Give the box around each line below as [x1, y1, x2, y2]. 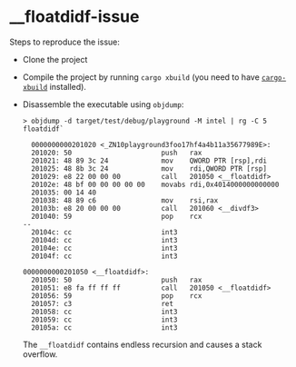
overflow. [22, 348, 58, 360]
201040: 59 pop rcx [31, 212, 202, 221]
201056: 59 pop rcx [31, 291, 202, 301]
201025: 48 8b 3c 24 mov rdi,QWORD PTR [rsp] [31, 164, 268, 174]
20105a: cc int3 [31, 322, 178, 332]
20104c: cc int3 [31, 227, 178, 237]
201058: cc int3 [31, 307, 178, 316]
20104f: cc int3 [31, 252, 178, 261]
